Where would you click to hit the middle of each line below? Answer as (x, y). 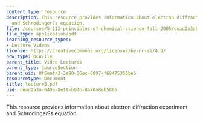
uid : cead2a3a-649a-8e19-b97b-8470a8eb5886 (62, 90)
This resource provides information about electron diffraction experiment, (98, 107)
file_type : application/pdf (42, 34)
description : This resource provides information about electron (90, 17)
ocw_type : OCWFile (29, 56)
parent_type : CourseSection (42, 67)
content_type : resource (36, 12)
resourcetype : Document (36, 79)
